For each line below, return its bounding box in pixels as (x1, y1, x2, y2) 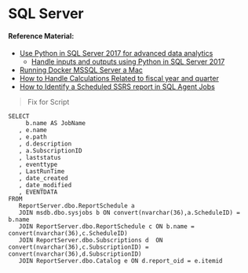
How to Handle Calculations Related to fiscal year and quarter (19, 74, 220, 83)
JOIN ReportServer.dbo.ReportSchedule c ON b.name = (18, 223, 195, 231)
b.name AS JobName (25, 120, 86, 127)
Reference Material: (8, 31, 75, 40)
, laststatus (18, 154, 61, 162)
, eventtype (18, 160, 58, 169)
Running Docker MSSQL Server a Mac (19, 65, 144, 75)
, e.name (18, 127, 47, 135)
